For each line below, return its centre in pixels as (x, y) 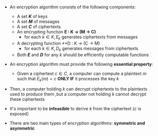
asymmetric (22, 128)
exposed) (19, 114)
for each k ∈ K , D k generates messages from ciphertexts (81, 49)
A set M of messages (38, 22)
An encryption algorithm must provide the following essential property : (81, 64)
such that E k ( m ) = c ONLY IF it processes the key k (68, 79)
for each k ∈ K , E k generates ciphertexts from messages (81, 37)
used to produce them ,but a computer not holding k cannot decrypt (78, 94)
